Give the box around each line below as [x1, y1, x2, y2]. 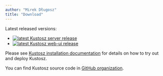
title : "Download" [5, 12, 43, 17]
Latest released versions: [5, 25, 57, 31]
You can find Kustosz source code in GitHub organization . [5, 65, 124, 71]
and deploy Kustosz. [5, 55, 47, 61]
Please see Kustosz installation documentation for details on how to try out [5, 50, 159, 56]
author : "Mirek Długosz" [5, 7, 57, 12]
